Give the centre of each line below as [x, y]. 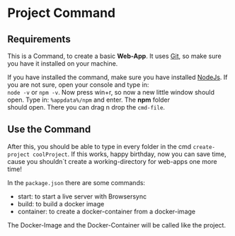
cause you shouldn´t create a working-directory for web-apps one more [112, 161]
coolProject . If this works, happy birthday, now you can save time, [130, 154]
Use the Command [49, 130]
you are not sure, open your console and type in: [78, 85]
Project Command [61, 13]
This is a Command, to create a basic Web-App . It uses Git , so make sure [114, 56]
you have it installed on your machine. [63, 64]
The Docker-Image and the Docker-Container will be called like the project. [117, 225]
